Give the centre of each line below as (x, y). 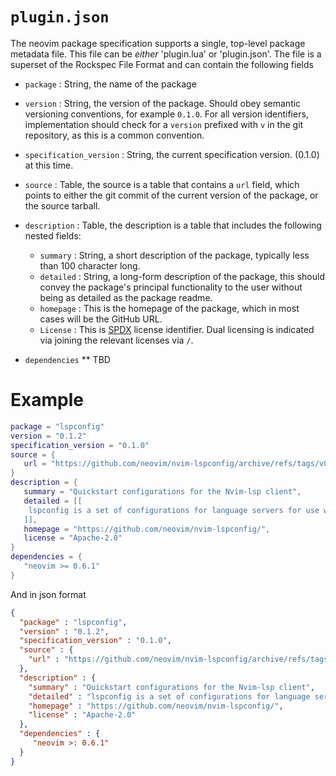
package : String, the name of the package (110, 84)
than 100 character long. (90, 265)
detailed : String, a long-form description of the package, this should (182, 276)
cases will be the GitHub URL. (101, 319)
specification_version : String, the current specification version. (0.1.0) (172, 154)
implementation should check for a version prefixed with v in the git (164, 124)
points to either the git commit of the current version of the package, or (171, 195)
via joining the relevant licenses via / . (116, 340)
